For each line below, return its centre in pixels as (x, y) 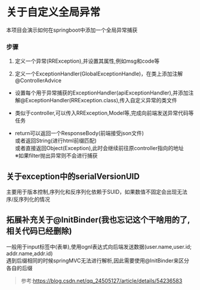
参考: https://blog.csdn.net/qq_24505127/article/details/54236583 (101, 280)
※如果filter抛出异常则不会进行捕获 (56, 155)
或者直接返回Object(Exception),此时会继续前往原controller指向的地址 (99, 148)
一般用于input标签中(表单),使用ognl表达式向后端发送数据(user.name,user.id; (99, 246)
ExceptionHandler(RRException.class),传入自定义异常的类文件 (101, 100)
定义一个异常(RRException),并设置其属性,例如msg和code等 (87, 61)
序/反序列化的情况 (28, 199)
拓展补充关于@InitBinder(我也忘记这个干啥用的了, (98, 220)
